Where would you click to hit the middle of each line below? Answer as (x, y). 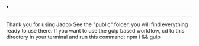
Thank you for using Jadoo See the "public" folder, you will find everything (97, 24)
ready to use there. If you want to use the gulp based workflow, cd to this (95, 30)
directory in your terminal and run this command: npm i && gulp (84, 37)
